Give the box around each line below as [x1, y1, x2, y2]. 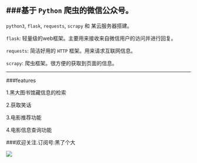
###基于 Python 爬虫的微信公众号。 [6, 5, 134, 16]
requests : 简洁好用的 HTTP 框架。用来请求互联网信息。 [6, 47, 136, 54]
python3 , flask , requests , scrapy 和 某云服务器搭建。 [6, 22, 133, 29]
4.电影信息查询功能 [6, 126, 52, 133]
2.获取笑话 [6, 101, 32, 108]
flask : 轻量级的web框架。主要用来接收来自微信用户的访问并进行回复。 [6, 35, 176, 42]
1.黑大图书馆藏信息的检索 [6, 89, 66, 96]
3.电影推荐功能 [6, 114, 42, 121]
